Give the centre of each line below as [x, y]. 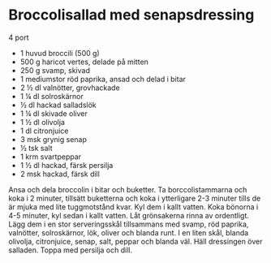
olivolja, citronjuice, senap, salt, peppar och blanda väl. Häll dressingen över [135, 241]
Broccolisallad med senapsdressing [131, 15]
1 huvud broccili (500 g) [60, 53]
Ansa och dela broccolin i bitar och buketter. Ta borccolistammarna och [128, 189]
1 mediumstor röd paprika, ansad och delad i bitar [103, 79]
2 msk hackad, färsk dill [60, 174]
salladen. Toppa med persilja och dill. [70, 250]
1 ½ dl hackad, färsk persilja [67, 165]
